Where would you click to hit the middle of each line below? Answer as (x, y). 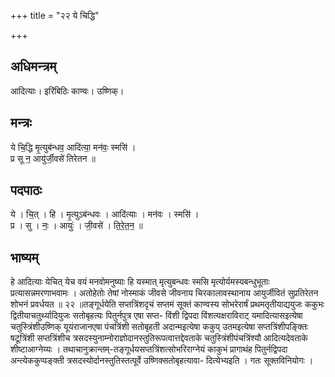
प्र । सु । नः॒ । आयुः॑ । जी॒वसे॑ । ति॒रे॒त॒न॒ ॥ (76, 226)
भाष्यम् (24, 257)
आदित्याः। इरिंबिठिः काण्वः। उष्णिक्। (67, 91)
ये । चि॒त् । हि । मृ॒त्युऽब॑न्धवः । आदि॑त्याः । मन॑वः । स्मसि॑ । (105, 214)
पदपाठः (26, 190)
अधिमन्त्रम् (33, 66)
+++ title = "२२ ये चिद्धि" (55, 15)
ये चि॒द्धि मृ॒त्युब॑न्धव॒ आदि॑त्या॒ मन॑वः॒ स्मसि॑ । (73, 147)
